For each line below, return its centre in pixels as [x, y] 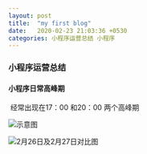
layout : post [30, 16]
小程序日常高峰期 [37, 88]
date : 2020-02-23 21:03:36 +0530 [68, 30]
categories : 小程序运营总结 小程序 [61, 38]
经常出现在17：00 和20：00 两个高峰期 [75, 107]
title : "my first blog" [50, 23]
